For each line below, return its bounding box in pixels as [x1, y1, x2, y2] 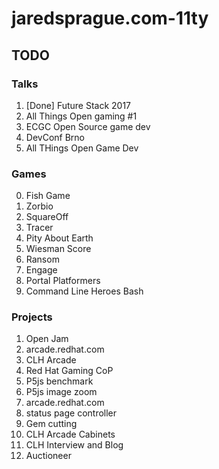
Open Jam [25, 333, 69, 345]
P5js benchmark [25, 375, 94, 387]
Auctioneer [25, 450, 72, 462]
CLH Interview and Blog [25, 439, 124, 451]
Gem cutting [25, 418, 78, 430]
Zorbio [25, 200, 54, 212]
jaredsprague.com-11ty [11, 7, 209, 30]
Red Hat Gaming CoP [25, 365, 114, 377]
